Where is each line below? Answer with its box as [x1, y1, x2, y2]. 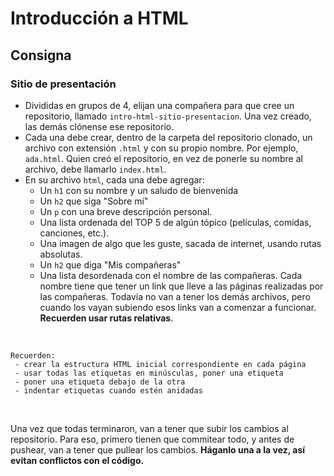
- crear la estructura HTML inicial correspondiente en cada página [14, 359, 307, 369]
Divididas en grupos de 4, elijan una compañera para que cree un [24, 99, 295, 111]
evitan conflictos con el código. [10, 454, 145, 466]
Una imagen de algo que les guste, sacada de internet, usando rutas [39, 237, 322, 249]
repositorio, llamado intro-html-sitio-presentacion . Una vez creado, [24, 110, 312, 122]
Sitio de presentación [10, 77, 117, 91]
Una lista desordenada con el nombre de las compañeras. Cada [39, 269, 303, 281]
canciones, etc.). [39, 227, 110, 239]
